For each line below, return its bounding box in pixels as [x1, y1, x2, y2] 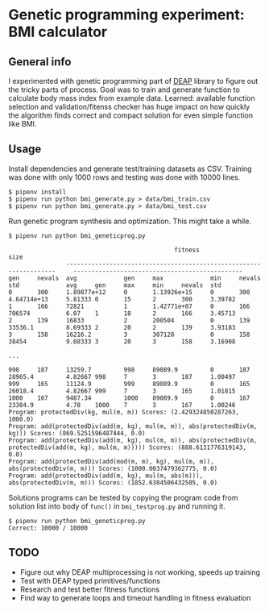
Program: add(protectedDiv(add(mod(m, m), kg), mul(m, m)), [8, 457, 215, 465]
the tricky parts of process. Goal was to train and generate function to [8, 85, 240, 94]
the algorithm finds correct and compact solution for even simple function [8, 110, 254, 120]
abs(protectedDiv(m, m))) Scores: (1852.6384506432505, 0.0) [8, 478, 218, 487]
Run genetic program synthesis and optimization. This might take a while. [8, 216, 252, 226]
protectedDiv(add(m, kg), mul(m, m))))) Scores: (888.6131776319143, [8, 443, 247, 451]
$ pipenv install [8, 188, 67, 196]
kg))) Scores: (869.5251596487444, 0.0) [8, 429, 147, 437]
